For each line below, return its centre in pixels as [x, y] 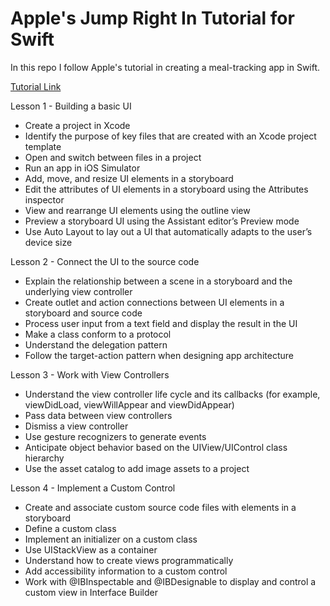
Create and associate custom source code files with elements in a [160, 507]
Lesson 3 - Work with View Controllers [90, 374]
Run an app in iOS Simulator [82, 168]
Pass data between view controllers [98, 415]
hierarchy [44, 458]
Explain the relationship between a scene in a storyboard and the [158, 281]
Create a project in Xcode [77, 125]
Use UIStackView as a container [91, 549]
